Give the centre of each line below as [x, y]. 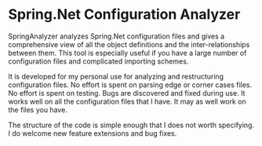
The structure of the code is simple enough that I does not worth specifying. [131, 125]
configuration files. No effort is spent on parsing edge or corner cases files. [130, 85]
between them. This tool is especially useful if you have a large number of [127, 53]
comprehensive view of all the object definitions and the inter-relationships [129, 44]
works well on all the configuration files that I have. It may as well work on [127, 101]
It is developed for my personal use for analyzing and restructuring [116, 76]
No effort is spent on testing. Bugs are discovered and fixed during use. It [127, 93]
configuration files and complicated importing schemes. [98, 61]
